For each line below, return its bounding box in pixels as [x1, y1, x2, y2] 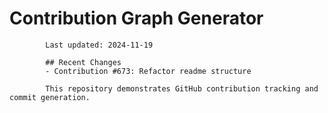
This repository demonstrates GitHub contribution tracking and [45, 83, 319, 94]
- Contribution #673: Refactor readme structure [45, 66, 252, 76]
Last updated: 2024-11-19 [45, 40, 154, 50]
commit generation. [9, 92, 91, 102]
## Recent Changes [45, 57, 122, 67]
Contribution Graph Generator [9, 7, 264, 30]
